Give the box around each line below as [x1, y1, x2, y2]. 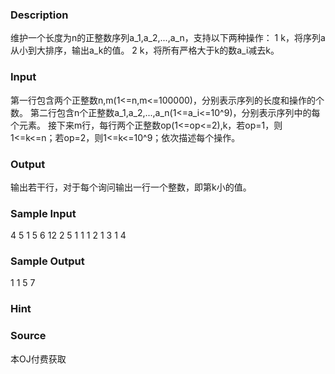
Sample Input [10, 206, 77, 220]
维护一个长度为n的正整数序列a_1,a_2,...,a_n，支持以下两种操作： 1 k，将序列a [10, 32, 326, 44]
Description [10, 8, 69, 22]
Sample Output [10, 254, 85, 268]
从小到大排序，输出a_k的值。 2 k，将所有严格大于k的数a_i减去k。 [10, 44, 280, 57]
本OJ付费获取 [10, 353, 67, 365]
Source [10, 329, 47, 343]
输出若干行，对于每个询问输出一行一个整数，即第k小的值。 [10, 181, 252, 193]
